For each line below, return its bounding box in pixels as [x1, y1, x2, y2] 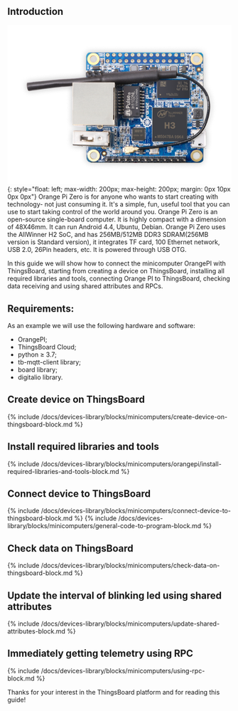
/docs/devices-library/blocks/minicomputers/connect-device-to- [40, 507, 231, 515]
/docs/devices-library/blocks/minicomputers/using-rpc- [40, 666, 205, 675]
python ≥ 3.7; [17, 350, 57, 359]
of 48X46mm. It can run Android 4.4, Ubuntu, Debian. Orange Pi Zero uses [7, 223, 226, 231]
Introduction [7, 6, 64, 18]
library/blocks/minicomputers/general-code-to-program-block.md [7, 522, 202, 530]
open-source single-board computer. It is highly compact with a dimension [7, 215, 226, 223]
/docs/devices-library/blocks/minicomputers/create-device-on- [40, 412, 228, 421]
